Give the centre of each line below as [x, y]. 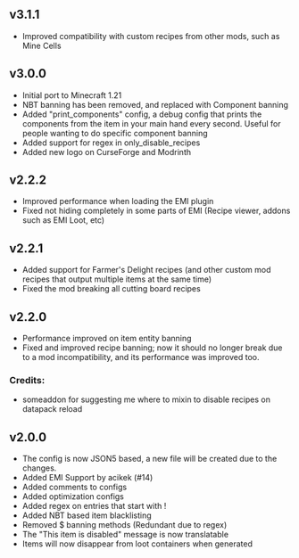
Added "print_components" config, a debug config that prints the [142, 114]
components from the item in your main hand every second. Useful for [151, 123]
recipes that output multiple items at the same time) [117, 279]
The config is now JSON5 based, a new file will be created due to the [149, 459]
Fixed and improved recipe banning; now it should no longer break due [152, 348]
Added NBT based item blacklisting [87, 515]
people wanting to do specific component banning [115, 133]
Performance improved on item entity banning [107, 339]
